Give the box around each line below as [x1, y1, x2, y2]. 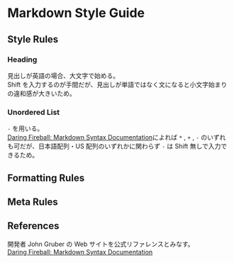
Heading [7, 55, 38, 65]
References [7, 220, 60, 232]
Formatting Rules [7, 172, 85, 184]
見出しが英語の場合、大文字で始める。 [7, 71, 119, 79]
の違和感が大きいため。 [7, 89, 76, 97]
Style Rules [7, 33, 59, 45]
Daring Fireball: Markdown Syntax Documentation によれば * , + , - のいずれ [7, 133, 226, 142]
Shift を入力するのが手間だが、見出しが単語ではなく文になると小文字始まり [7, 80, 228, 89]
